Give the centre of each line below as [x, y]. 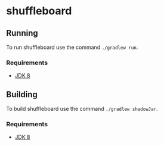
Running [22, 33]
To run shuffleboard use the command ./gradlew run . [72, 47]
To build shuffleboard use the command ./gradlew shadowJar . [82, 109]
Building [22, 94]
